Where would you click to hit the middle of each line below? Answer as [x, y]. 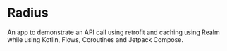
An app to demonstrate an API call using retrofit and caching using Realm [114, 32]
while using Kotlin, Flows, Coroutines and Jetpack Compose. [95, 39]
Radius [28, 13]
